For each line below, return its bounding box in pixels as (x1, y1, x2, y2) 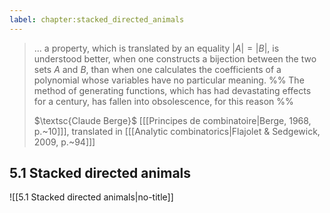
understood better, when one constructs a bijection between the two (33, 52, 317, 65)
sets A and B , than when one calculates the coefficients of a (33, 63, 282, 75)
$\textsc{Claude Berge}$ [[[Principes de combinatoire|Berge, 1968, (33, 114, 312, 126)
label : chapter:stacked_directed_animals (9, 14, 185, 25)
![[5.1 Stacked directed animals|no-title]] (9, 191, 174, 203)
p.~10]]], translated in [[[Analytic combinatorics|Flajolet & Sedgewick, (33, 125, 321, 137)
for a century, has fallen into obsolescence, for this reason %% (33, 95, 294, 107)
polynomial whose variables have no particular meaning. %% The (33, 74, 305, 86)
